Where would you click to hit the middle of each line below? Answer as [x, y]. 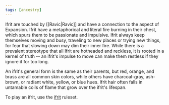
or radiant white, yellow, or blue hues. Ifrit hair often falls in [82, 82]
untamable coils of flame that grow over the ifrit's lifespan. [66, 87]
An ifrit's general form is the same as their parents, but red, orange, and [80, 71]
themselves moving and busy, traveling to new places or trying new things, [83, 40]
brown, [13, 82]
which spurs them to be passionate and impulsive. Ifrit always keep [75, 35]
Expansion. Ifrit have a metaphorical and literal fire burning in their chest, [81, 29]
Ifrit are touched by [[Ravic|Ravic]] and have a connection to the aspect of [82, 24]
